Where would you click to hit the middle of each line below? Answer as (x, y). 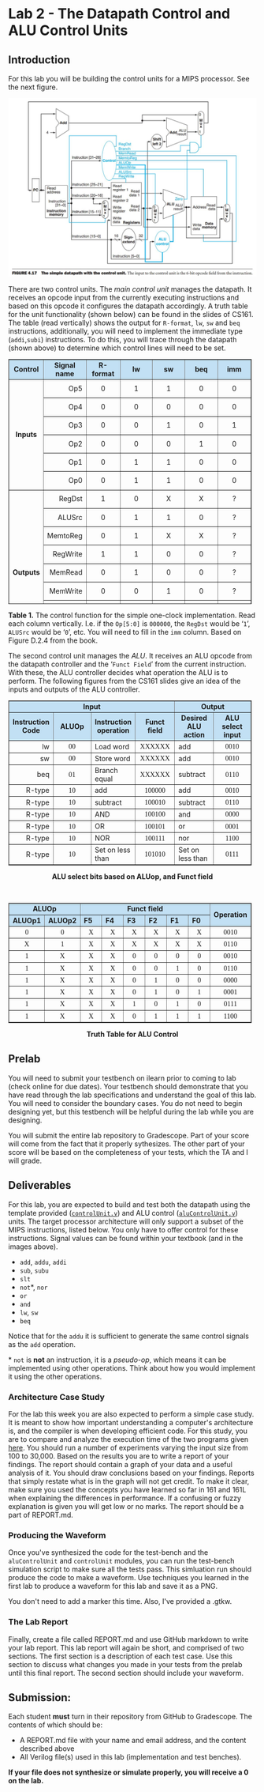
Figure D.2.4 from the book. (53, 640)
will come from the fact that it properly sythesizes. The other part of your (127, 1144)
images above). (33, 1247)
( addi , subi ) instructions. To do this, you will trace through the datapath (123, 339)
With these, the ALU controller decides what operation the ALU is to (118, 672)
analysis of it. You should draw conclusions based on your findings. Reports (131, 1473)
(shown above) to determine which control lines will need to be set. (117, 348)
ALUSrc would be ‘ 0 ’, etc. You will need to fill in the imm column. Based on (125, 632)
